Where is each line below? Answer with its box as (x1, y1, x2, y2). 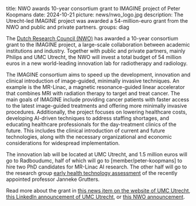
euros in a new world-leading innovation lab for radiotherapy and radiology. (6, 60, 188, 67)
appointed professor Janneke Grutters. (6, 176, 100, 183)
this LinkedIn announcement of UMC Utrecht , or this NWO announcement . (6, 193, 185, 200)
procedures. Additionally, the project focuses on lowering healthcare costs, (6, 108, 187, 115)
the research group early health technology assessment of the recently (6, 170, 178, 176)
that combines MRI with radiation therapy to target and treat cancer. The (6, 90, 180, 97)
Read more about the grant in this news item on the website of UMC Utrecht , (6, 187, 191, 194)
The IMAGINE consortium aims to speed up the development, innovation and (6, 71, 191, 78)
